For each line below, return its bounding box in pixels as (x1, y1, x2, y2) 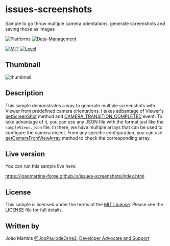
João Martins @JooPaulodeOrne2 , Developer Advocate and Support (5, 235, 150, 241)
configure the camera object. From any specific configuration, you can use (5, 129, 163, 136)
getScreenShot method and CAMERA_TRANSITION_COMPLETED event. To (5, 113, 162, 119)
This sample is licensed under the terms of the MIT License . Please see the (5, 202, 163, 208)
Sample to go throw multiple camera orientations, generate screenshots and (5, 20, 165, 27)
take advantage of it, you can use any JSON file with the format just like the (5, 118, 164, 125)
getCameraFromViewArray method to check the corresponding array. (5, 135, 151, 141)
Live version (5, 150, 45, 158)
